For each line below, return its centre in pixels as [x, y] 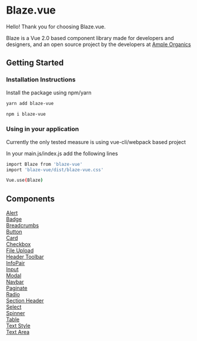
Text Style [18, 326]
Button [14, 232]
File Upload [20, 251]
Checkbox [19, 244]
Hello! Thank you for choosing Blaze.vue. [56, 27]
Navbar [15, 282]
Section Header [25, 301]
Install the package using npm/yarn [49, 93]
